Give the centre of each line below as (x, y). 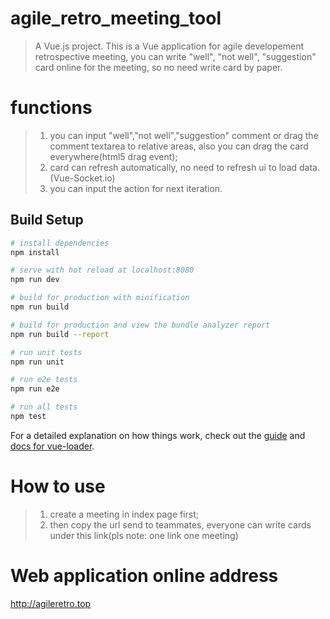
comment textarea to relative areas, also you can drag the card (179, 146)
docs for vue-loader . (52, 446)
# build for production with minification (100, 298)
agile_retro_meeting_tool (116, 18)
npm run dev (35, 280)
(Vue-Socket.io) (82, 178)
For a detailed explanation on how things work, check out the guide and (158, 435)
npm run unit (37, 362)
